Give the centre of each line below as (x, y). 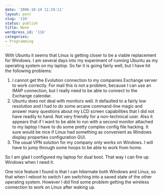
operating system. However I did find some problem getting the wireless (77, 182)
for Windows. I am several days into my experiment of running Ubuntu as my (81, 60)
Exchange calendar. (32, 96)
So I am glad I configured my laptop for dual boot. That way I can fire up (77, 157)
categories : (17, 37)
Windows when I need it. (30, 162)
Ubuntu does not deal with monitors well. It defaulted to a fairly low (79, 101)
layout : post (18, 14)
